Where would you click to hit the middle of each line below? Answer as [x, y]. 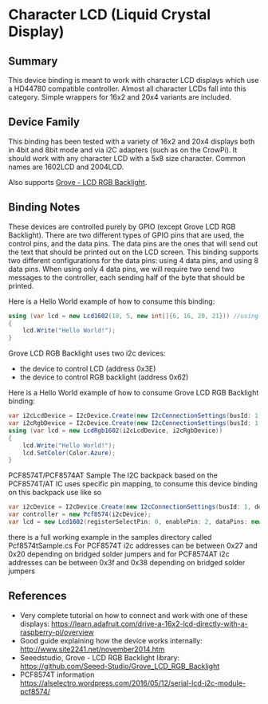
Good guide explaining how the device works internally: [111, 640]
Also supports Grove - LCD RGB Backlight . [78, 182]
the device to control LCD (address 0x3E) [88, 369]
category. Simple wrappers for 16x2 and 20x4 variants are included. [120, 97]
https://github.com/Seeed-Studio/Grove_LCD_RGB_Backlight [120, 666]
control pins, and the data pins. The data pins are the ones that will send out [133, 243]
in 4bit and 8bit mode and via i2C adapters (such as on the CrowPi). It [123, 150]
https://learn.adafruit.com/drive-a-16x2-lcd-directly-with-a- [150, 623]
